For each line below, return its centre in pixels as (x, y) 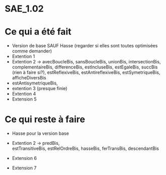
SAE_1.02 (24, 9)
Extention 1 (23, 56)
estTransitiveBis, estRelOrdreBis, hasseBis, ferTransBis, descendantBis (86, 148)
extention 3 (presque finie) (40, 89)
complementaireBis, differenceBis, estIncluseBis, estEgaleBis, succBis (85, 67)
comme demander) (32, 51)
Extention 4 (24, 94)
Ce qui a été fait (38, 32)
